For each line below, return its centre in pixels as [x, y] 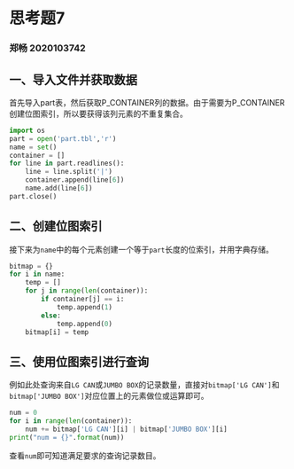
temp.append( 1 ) [85, 307]
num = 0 [23, 413]
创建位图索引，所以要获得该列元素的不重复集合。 [98, 113]
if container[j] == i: [83, 299]
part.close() [33, 196]
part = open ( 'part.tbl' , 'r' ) [63, 138]
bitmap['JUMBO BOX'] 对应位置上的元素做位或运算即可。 [109, 396]
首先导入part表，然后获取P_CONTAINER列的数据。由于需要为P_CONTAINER [147, 102]
